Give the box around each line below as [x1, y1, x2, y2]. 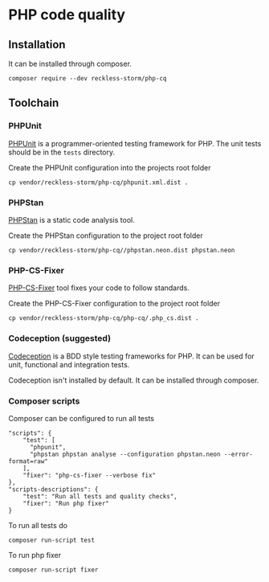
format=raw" [8, 457, 48, 465]
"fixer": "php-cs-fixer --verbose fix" [22, 471, 157, 479]
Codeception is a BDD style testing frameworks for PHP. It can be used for [8, 351, 255, 361]
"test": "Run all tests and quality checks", [22, 492, 178, 500]
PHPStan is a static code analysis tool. [8, 215, 135, 224]
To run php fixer [8, 550, 62, 559]
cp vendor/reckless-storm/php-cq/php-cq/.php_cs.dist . [8, 314, 199, 322]
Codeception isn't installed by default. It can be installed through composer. [8, 375, 259, 385]
